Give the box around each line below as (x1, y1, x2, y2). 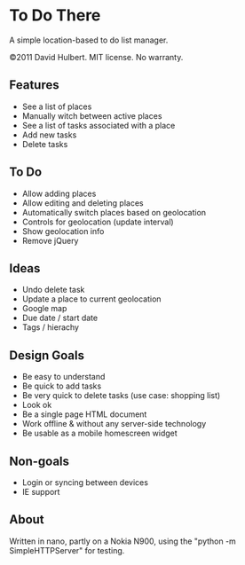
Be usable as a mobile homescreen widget (21, 428, 178, 439)
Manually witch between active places (21, 110, 162, 121)
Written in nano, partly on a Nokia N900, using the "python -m (9, 536, 237, 546)
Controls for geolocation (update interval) (21, 216, 175, 227)
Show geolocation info (21, 225, 105, 236)
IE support (21, 487, 60, 497)
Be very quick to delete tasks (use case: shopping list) (21, 390, 221, 401)
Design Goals (9, 348, 84, 363)
